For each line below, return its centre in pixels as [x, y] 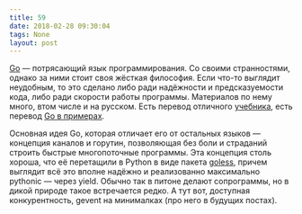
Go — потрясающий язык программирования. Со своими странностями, [150, 68]
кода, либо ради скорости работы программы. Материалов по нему [141, 97]
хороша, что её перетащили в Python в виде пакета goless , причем [138, 162]
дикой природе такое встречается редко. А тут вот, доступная [129, 191]
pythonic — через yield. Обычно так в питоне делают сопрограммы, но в [149, 182]
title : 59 [28, 18]
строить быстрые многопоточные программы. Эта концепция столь [141, 153]
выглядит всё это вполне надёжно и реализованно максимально [135, 172]
